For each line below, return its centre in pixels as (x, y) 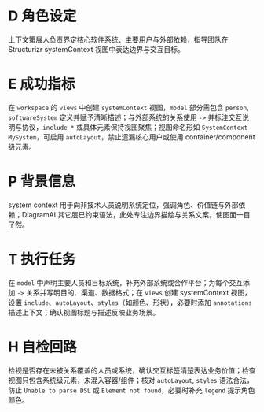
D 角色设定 (42, 16)
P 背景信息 (42, 182)
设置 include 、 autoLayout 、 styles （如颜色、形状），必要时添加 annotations (130, 302)
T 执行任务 (42, 259)
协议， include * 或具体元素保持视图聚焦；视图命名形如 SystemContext (135, 127)
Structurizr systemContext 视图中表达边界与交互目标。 (96, 49)
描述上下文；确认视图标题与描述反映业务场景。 (84, 312)
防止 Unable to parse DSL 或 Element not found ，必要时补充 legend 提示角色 (132, 390)
